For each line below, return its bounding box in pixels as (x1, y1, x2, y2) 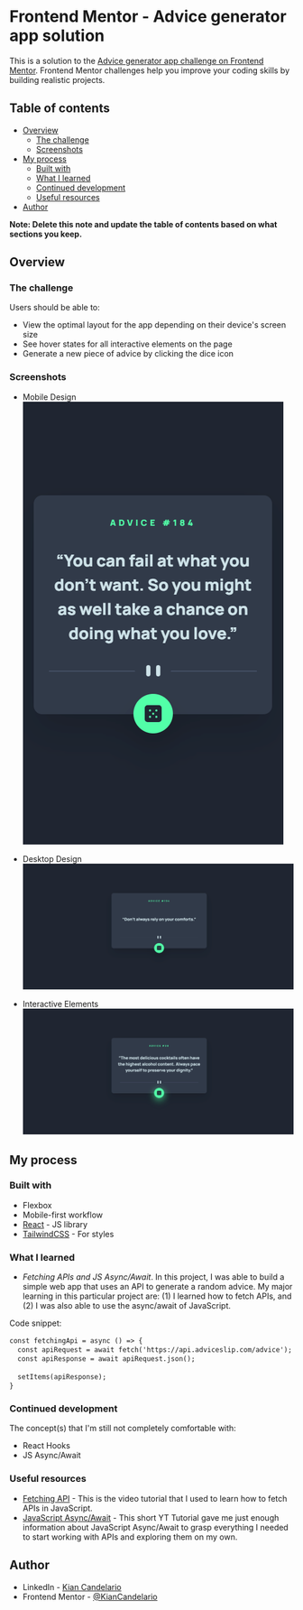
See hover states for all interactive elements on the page (22, 338, 233, 349)
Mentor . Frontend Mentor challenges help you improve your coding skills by (9, 65, 290, 76)
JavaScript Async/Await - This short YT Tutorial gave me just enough (22, 1512, 280, 1522)
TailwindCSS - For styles (22, 1228, 115, 1239)
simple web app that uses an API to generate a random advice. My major (22, 1282, 293, 1292)
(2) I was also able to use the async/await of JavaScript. (22, 1300, 232, 1311)
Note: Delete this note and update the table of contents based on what (9, 218, 278, 229)
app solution (9, 25, 106, 46)
